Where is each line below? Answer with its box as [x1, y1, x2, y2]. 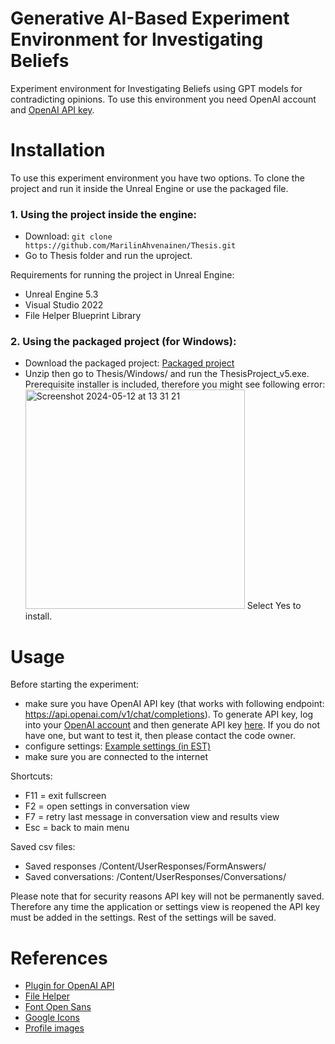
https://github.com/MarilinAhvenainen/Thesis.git [24, 241, 237, 251]
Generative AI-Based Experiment [10, 7, 290, 30]
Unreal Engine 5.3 [24, 288, 99, 301]
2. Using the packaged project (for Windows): [10, 335, 237, 349]
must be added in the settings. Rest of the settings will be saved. [10, 912, 277, 924]
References [10, 947, 108, 969]
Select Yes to [246, 600, 302, 612]
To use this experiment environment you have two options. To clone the [10, 172, 305, 184]
